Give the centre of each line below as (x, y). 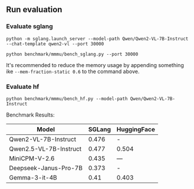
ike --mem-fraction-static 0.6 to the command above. (73, 71)
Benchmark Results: (30, 115)
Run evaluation (34, 10)
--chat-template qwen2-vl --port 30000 (55, 44)
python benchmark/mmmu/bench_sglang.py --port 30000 (72, 54)
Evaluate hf (23, 87)
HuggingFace (136, 129)
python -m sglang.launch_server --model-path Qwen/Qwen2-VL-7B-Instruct (97, 39)
